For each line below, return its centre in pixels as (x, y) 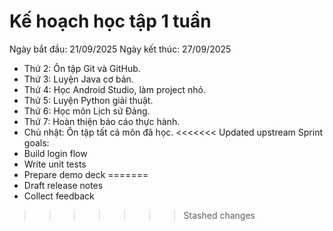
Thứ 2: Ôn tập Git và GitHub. (82, 68)
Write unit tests (55, 164)
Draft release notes (63, 185)
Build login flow (55, 153)
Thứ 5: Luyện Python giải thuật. (88, 100)
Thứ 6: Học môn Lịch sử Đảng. (87, 111)
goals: (36, 142)
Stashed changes (219, 215)
